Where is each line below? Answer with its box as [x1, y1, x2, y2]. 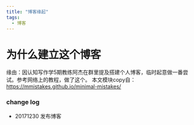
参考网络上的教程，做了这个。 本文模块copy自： [16, 76, 136, 84]
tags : [6, 14, 20, 20]
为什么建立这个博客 [6, 47, 102, 61]
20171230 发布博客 [14, 112, 62, 120]
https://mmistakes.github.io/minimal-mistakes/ [6, 83, 121, 90]
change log [6, 98, 40, 106]
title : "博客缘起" [6, 8, 49, 15]
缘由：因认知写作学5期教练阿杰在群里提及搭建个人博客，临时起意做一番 [6, 69, 183, 76]
